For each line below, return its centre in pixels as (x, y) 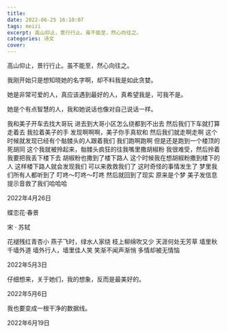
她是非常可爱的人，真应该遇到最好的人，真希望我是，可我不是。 (97, 94)
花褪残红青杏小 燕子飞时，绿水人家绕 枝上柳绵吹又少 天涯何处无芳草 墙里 (109, 241)
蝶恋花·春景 (23, 212)
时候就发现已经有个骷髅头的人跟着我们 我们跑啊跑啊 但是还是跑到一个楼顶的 (113, 141)
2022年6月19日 (28, 323)
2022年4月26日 (29, 198)
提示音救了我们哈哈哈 (37, 183)
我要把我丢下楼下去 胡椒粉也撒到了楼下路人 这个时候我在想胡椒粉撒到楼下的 (113, 158)
